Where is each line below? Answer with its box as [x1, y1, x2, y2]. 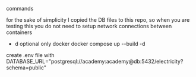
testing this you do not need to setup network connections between [6, 23, 172, 29]
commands [6, 5, 34, 12]
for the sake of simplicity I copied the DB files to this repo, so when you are [6, 16, 190, 23]
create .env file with [6, 52, 55, 58]
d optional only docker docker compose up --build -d [14, 41, 146, 47]
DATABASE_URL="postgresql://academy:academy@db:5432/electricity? [6, 58, 184, 65]
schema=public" [6, 64, 46, 71]
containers [6, 29, 33, 36]
